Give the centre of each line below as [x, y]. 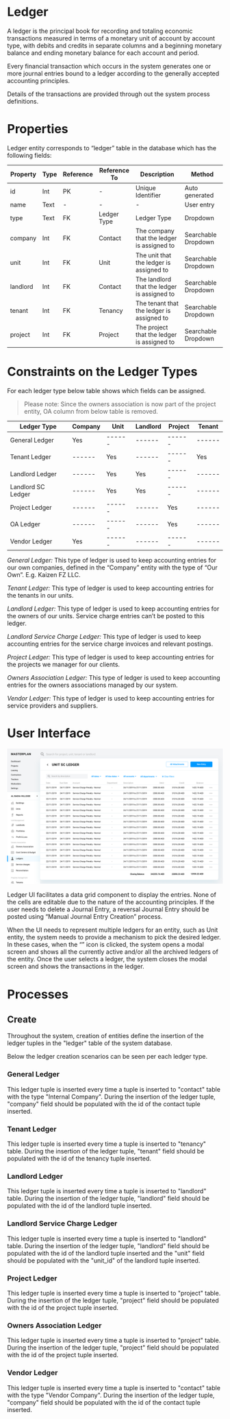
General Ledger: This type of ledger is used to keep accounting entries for [112, 560]
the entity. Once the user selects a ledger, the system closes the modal [107, 959]
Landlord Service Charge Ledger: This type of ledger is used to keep [104, 636]
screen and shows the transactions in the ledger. [76, 966]
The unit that [154, 255]
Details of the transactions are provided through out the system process [108, 94]
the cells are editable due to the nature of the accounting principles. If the [111, 902]
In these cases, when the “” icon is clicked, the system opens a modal [105, 945]
